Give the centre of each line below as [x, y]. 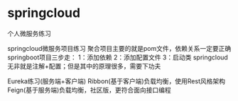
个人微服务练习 [29, 33]
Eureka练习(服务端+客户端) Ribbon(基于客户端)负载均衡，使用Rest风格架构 [117, 81]
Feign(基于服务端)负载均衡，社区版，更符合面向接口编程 [90, 90]
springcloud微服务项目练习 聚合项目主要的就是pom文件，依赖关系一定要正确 [119, 48]
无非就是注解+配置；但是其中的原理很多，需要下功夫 [84, 66]
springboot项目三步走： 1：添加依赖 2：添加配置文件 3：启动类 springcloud [118, 57]
